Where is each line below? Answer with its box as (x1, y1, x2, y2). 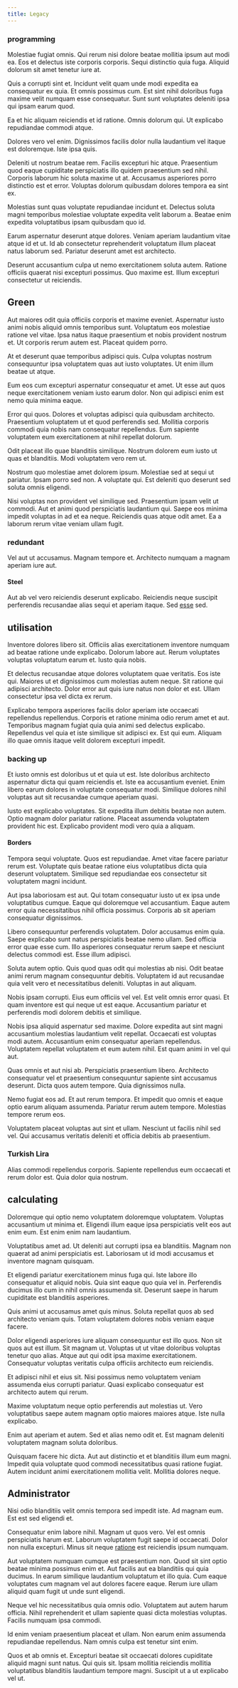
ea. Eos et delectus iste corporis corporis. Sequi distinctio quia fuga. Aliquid (7, 58, 229, 66)
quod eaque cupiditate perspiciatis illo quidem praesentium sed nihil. (7, 165, 209, 175)
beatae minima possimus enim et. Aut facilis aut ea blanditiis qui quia (7, 1565, 210, 1573)
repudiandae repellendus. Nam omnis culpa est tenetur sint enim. (7, 1637, 199, 1646)
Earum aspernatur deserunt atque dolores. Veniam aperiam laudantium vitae (7, 231, 231, 240)
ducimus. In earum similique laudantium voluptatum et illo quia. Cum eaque (7, 1572, 227, 1580)
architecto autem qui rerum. (7, 1388, 89, 1396)
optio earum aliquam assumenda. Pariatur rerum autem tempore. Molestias (7, 1103, 227, 1111)
